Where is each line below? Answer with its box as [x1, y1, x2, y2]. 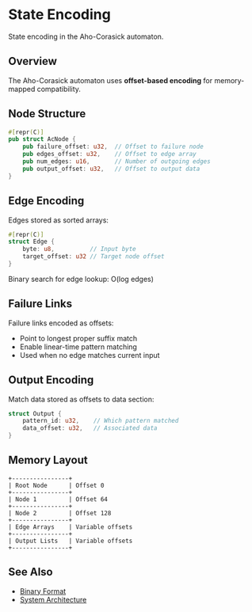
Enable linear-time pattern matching [19, 342, 137, 352]
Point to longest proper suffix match [19, 333, 137, 343]
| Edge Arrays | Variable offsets [8, 523, 133, 531]
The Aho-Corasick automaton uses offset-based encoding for [8, 75, 213, 85]
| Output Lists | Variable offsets [8, 537, 133, 545]
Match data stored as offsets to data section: [8, 394, 155, 404]
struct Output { [8, 409, 62, 417]
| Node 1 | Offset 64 [8, 495, 109, 504]
